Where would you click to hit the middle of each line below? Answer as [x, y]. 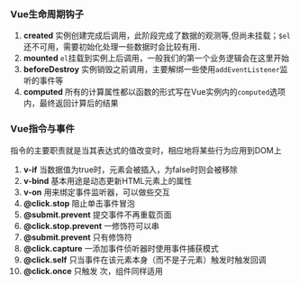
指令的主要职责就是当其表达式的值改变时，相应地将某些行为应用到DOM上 [146, 150]
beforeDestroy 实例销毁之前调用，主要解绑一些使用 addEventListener [151, 69]
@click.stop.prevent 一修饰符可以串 [91, 225]
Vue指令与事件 [42, 129]
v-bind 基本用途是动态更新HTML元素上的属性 [108, 180]
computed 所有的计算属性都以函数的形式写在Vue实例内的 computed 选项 [155, 92]
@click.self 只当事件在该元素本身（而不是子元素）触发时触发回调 [145, 260]
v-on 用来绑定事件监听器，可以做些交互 [96, 192]
